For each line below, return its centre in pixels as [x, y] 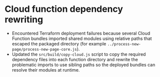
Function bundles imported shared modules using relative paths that [82, 38]
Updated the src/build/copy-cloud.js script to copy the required [79, 54]
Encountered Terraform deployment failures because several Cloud [81, 33]
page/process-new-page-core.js [44, 49]
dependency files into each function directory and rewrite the [75, 59]
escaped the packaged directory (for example [59, 43]
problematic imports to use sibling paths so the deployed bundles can [83, 65]
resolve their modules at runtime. [46, 70]
